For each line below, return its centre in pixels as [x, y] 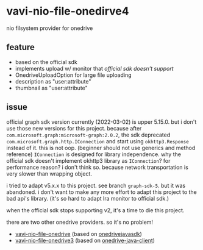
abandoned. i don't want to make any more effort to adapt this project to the [101, 192]
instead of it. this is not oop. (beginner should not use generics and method [101, 148]
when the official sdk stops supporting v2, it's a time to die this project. [95, 210]
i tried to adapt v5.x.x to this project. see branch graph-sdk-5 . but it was [96, 185]
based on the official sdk [46, 62]
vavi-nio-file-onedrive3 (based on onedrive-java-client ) [85, 240]
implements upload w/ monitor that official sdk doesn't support [94, 68]
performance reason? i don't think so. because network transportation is [98, 167]
